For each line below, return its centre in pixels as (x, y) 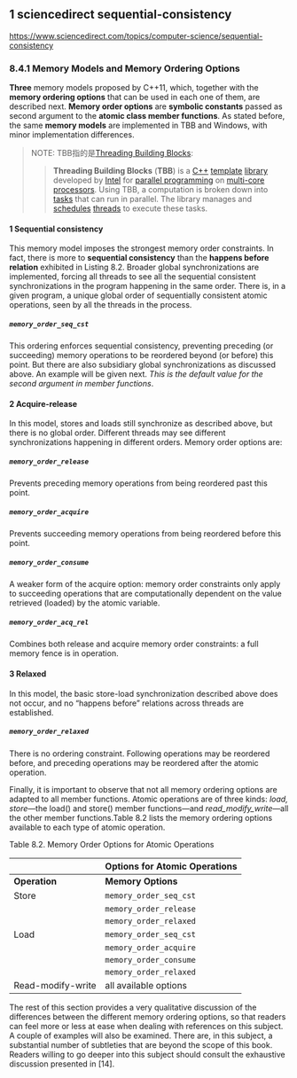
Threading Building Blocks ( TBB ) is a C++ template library (160, 171)
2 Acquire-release (43, 403)
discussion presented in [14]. (62, 1064)
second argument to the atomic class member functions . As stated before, (147, 116)
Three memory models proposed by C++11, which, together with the (134, 88)
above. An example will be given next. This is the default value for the (136, 374)
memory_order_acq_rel (49, 622)
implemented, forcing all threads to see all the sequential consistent (133, 277)
